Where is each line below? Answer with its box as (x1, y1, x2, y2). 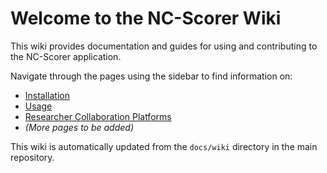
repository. (10, 151, 55, 163)
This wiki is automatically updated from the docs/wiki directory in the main (10, 140, 318, 152)
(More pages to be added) (24, 121, 134, 133)
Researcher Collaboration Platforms (24, 110, 172, 122)
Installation (24, 89, 71, 101)
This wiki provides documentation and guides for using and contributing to (10, 40, 318, 52)
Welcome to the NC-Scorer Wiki (10, 7, 282, 30)
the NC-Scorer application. (10, 50, 122, 62)
